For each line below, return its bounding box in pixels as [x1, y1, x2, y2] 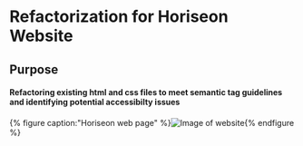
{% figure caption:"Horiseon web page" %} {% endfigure [9, 117, 295, 128]
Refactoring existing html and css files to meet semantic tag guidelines [9, 87, 283, 98]
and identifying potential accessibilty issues [9, 97, 181, 108]
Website [9, 25, 73, 46]
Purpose [9, 62, 59, 77]
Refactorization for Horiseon [9, 6, 229, 27]
